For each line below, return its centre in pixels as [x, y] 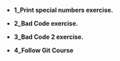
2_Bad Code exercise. [46, 23]
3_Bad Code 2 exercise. [49, 37]
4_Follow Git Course [44, 50]
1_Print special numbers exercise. [63, 10]
